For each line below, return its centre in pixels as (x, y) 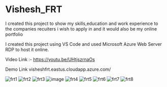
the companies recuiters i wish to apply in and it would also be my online (81, 28)
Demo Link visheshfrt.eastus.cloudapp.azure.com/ (58, 69)
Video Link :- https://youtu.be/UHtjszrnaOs (50, 59)
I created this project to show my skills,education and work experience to (82, 23)
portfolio (14, 34)
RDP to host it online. (27, 49)
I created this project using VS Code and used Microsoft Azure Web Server (84, 44)
